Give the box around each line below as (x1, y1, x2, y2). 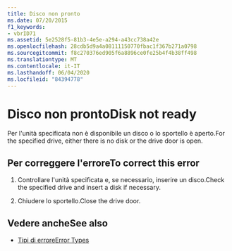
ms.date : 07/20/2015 (7, 17, 68, 24)
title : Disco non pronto (7, 10, 80, 18)
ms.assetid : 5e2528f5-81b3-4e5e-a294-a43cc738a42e (7, 37, 159, 44)
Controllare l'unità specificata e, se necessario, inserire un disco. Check (17, 176, 225, 184)
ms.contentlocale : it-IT (7, 63, 80, 70)
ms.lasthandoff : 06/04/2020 (7, 69, 90, 76)
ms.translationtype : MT (7, 56, 78, 63)
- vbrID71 (7, 30, 37, 37)
